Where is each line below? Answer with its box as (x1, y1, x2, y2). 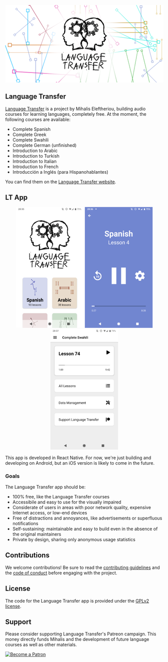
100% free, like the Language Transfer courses (12, 494, 110, 500)
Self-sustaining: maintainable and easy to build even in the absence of (12, 526, 158, 532)
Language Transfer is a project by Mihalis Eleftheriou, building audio (5, 106, 146, 112)
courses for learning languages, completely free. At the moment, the (5, 111, 147, 117)
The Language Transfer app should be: (5, 484, 86, 490)
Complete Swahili (12, 136, 49, 143)
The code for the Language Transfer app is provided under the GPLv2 (5, 598, 149, 604)
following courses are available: (5, 116, 71, 122)
